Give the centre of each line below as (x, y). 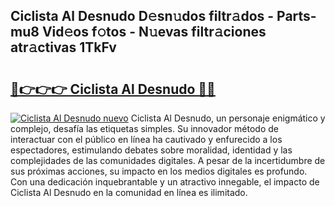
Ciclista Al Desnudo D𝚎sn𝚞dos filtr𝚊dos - (142, 16)
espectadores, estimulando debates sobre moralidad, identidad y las (151, 150)
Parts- (296, 16)
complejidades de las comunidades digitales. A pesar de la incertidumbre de (168, 160)
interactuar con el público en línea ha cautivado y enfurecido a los (146, 139)
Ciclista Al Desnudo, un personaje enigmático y (228, 118)
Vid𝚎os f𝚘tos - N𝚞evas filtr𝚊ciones (154, 32)
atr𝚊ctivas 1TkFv (63, 47)
